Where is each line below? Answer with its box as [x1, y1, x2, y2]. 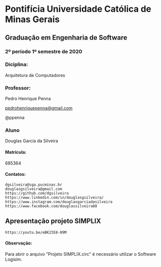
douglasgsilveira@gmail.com [5, 186, 63, 192]
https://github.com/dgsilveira [5, 191, 69, 195]
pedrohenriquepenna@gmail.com [5, 105, 73, 111]
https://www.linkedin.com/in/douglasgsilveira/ [5, 195, 104, 200]
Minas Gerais [5, 14, 60, 25]
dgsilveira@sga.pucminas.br [5, 182, 63, 187]
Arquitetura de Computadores [5, 72, 65, 78]
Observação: [5, 240, 32, 246]
